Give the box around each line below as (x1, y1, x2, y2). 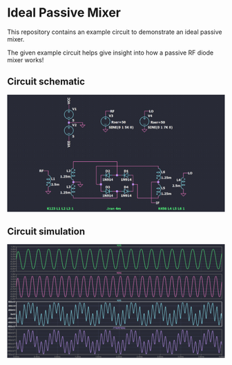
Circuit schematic (7, 76, 85, 88)
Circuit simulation (7, 225, 85, 237)
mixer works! (7, 55, 44, 64)
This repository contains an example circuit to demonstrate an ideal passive (7, 28, 222, 36)
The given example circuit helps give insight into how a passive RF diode (7, 48, 214, 57)
